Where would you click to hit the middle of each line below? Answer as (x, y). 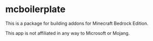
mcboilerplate (35, 9)
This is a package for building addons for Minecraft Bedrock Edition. (77, 23)
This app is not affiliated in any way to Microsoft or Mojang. (68, 33)
